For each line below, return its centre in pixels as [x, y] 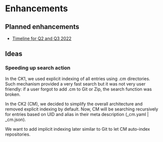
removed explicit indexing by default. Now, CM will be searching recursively [82, 109]
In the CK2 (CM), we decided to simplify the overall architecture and [74, 104]
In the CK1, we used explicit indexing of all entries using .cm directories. [78, 79]
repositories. [18, 134]
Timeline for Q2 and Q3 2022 [42, 38]
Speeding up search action [38, 68]
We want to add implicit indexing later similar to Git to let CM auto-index [78, 129]
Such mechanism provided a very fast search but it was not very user [75, 84]
